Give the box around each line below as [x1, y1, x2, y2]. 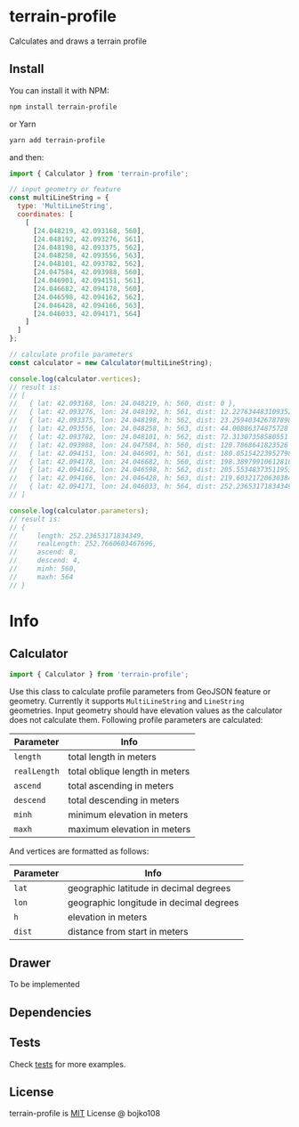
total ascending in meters [68, 779, 174, 791]
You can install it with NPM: [9, 85, 109, 95]
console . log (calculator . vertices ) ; [9, 374, 141, 384]
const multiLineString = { [9, 193, 109, 202]
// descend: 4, [9, 556, 82, 565]
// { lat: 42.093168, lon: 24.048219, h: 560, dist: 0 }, [9, 399, 238, 409]
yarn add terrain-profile [9, 135, 105, 144]
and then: [9, 151, 44, 162]
